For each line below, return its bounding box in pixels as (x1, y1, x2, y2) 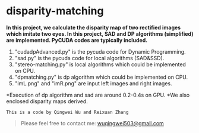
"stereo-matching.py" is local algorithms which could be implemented (14, 61, 186, 68)
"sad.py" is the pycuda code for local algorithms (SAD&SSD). (14, 54, 165, 61)
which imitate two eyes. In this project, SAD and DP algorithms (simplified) (6, 30, 194, 37)
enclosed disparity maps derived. (6, 97, 88, 105)
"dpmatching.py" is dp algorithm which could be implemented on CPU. (14, 73, 188, 81)
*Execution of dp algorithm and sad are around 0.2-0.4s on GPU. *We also (6, 91, 190, 98)
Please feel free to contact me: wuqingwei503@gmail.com (20, 119, 165, 126)
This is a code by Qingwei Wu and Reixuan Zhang (6, 109, 129, 115)
